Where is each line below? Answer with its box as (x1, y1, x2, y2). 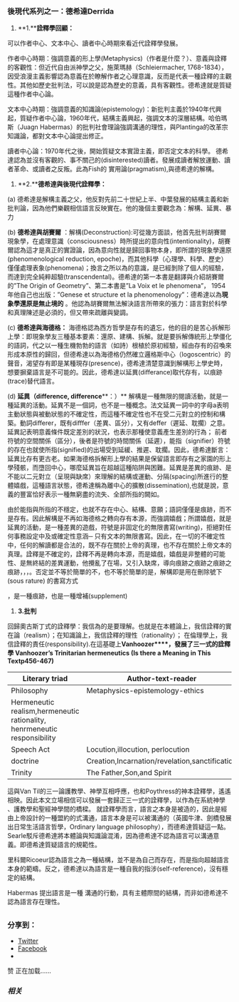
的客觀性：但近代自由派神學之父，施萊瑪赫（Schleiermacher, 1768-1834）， (7, 63, 228, 72)
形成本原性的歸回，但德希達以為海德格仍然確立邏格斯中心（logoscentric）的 (7, 350, 231, 359)
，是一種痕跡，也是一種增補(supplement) (7, 592, 128, 600)
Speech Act (11, 745, 51, 755)
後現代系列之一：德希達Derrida (7, 6, 115, 16)
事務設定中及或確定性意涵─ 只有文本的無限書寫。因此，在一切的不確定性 (13, 532, 225, 541)
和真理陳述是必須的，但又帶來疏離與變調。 (7, 308, 132, 317)
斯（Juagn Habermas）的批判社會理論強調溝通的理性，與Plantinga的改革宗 (7, 123, 229, 131)
